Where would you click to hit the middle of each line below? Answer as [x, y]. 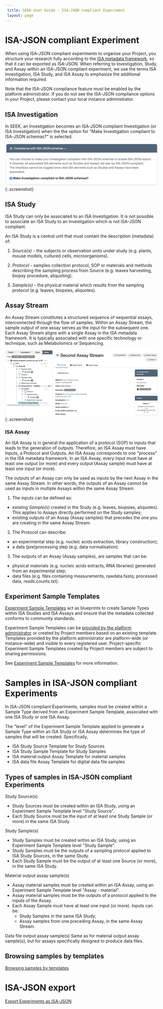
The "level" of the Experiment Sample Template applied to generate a [74, 727]
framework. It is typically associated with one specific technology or [73, 338]
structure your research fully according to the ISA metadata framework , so [80, 59]
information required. [26, 79]
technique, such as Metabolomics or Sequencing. [55, 343]
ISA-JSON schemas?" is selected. [39, 137]
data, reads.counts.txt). [36, 581]
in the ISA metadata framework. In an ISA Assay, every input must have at [79, 458]
